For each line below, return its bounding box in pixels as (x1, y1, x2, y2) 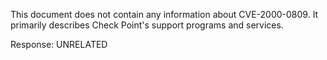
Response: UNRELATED (10, 39, 108, 50)
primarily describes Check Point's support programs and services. (10, 19, 284, 31)
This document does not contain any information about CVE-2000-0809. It (10, 9, 319, 20)
